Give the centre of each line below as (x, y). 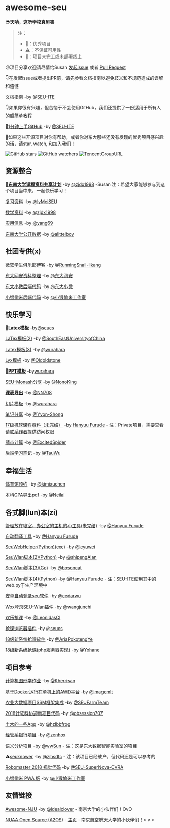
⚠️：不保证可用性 (43, 50)
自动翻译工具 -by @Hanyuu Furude (42, 536)
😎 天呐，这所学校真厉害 (30, 22)
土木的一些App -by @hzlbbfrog (38, 724)
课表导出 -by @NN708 (29, 393)
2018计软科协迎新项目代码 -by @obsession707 (54, 713)
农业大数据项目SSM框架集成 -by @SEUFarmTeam (57, 702)
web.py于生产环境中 (26, 585)
